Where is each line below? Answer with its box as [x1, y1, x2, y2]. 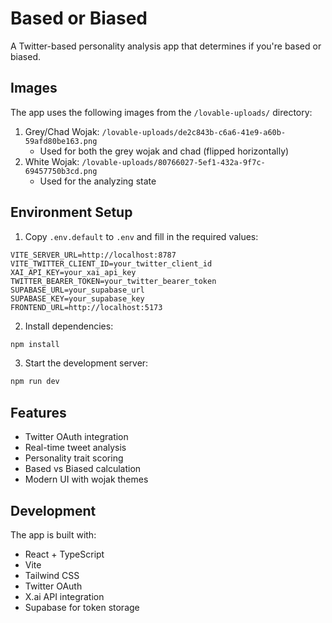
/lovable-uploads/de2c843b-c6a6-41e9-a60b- [101, 127, 287, 137]
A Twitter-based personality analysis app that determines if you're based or [10, 40, 322, 52]
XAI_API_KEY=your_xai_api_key [10, 267, 137, 277]
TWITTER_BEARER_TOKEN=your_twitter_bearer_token [10, 276, 217, 286]
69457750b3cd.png [24, 166, 98, 176]
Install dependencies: [24, 320, 114, 332]
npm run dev [10, 377, 60, 387]
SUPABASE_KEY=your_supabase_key [10, 293, 145, 304]
